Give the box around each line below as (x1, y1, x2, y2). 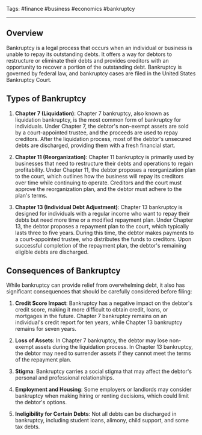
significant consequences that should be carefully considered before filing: (6, 288, 192, 295)
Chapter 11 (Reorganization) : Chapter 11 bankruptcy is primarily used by (14, 153, 194, 160)
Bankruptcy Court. (6, 76, 52, 83)
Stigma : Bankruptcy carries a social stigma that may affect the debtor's (14, 368, 192, 375)
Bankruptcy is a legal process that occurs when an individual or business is (6, 44, 192, 51)
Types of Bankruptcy (6, 93, 87, 104)
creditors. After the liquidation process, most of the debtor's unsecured (14, 135, 192, 142)
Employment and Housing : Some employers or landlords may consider (14, 386, 192, 393)
